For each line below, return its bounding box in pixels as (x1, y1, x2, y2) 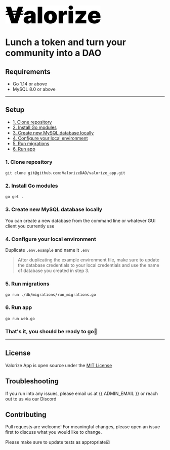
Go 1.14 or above (12, 81, 47, 86)
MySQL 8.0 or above (12, 86, 56, 92)
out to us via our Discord (5, 395, 57, 402)
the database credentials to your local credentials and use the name (17, 262, 159, 268)
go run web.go (5, 316, 35, 321)
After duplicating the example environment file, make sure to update (17, 257, 160, 263)
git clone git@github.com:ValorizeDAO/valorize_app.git (5, 170, 125, 176)
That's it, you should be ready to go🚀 (5, 328, 98, 335)
